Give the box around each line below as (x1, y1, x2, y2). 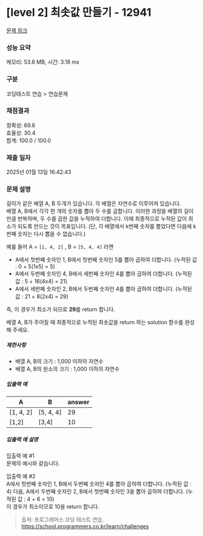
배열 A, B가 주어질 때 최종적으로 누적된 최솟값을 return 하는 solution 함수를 (6, 319, 184, 326)
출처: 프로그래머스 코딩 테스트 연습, (21, 516, 104, 523)
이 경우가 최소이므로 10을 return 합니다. (6, 503, 100, 511)
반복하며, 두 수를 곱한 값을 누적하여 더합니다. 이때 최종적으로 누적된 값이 (17, 215, 187, 222)
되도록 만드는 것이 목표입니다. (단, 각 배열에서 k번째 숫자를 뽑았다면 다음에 (17, 223, 192, 230)
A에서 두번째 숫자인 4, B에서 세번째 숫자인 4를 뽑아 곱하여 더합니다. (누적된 (15, 270, 193, 277)
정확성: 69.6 (6, 121, 35, 129)
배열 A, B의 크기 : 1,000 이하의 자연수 (15, 358, 104, 365)
